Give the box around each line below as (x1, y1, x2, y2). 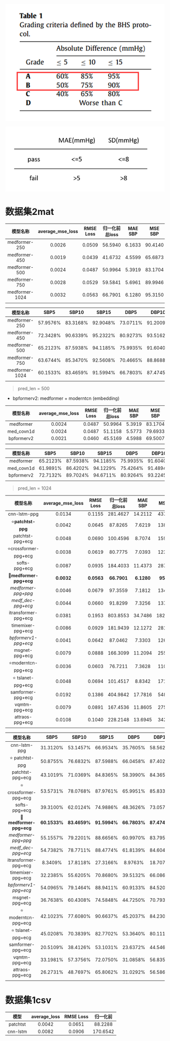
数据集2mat (5, 206, 54, 217)
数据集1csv (5, 994, 52, 1006)
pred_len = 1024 (17, 485, 52, 491)
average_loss (31, 1013, 60, 1020)
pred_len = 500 (17, 385, 50, 391)
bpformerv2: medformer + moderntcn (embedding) (12, 395, 120, 401)
